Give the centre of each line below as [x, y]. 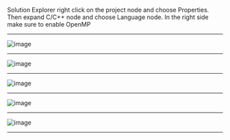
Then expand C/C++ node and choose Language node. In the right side [108, 17]
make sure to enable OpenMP [49, 24]
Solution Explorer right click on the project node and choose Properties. [108, 10]
